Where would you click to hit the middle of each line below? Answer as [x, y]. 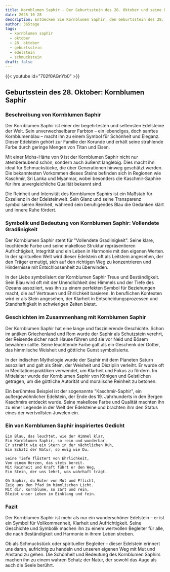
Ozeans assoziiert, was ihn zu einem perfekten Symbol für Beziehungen [80, 288]
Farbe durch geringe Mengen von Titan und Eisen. [58, 147]
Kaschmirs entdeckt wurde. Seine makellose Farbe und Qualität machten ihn [85, 402]
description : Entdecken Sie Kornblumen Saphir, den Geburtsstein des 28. [85, 19]
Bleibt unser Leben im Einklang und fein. [51, 494]
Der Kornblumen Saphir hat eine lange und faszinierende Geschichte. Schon [85, 328]
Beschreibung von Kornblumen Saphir [53, 115]
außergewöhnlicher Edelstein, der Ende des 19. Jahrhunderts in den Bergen [84, 397]
